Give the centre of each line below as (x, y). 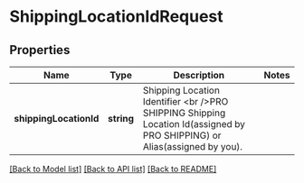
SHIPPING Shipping (184, 113)
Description (199, 75)
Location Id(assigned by (194, 124)
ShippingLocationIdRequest (116, 17)
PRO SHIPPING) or (182, 135)
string (121, 119)
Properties (40, 50)
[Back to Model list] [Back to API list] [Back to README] (113, 169)
